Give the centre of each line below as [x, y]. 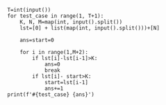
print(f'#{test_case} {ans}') [51, 95]
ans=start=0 [37, 40]
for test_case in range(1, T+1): [56, 16]
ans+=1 [54, 88]
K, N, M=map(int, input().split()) [71, 22]
